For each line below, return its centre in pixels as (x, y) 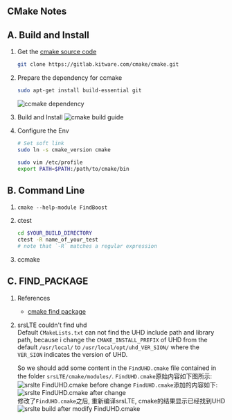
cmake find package (57, 311)
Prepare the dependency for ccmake (70, 78)
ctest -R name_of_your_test (57, 240)
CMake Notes (37, 11)
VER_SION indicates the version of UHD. (72, 354)
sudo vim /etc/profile (50, 162)
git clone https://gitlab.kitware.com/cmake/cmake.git (98, 65)
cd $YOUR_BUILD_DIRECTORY (54, 233)
